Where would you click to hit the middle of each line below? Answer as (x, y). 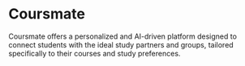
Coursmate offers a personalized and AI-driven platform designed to (123, 36)
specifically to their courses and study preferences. (95, 53)
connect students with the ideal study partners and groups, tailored (121, 44)
